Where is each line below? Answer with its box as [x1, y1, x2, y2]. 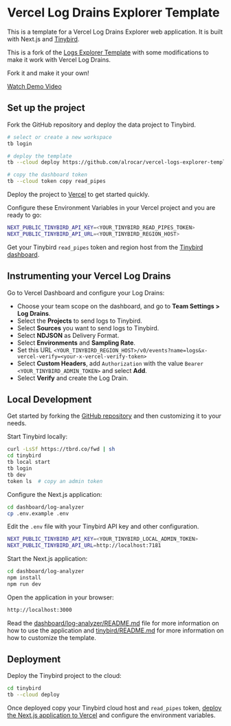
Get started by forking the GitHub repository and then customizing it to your [7, 412, 222, 420]
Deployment [7, 654, 61, 665]
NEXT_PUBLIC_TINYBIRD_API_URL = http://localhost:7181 [7, 542, 162, 549]
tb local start [7, 459, 51, 466]
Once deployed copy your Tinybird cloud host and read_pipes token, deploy [7, 704, 222, 712]
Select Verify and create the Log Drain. [16, 374, 129, 382]
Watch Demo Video [7, 82, 62, 90]
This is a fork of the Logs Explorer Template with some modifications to [7, 48, 209, 56]
